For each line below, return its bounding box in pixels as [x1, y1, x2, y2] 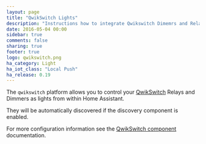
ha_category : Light [6, 60, 56, 66]
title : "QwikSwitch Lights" [6, 15, 78, 21]
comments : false [6, 37, 48, 44]
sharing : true [6, 44, 43, 50]
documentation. [6, 132, 47, 139]
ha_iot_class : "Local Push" [6, 66, 78, 72]
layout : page [6, 9, 40, 15]
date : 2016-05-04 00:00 [6, 26, 67, 32]
